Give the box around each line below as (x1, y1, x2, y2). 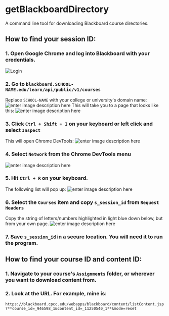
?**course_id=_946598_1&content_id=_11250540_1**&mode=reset (5, 306, 137, 311)
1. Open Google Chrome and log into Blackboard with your (5, 50, 150, 57)
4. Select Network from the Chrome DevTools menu (5, 150, 132, 157)
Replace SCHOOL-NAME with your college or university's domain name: (5, 97, 147, 103)
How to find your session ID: (5, 35, 96, 43)
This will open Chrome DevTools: (5, 138, 74, 144)
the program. (5, 240, 38, 247)
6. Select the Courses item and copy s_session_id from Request (5, 198, 159, 205)
